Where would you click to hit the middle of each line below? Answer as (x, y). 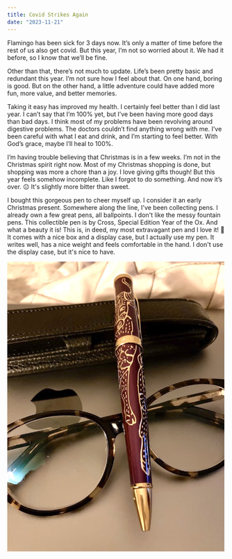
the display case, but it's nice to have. (61, 252)
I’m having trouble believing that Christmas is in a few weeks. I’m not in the (114, 157)
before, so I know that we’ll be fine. (57, 57)
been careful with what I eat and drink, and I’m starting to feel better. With (113, 136)
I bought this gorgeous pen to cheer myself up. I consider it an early (105, 200)
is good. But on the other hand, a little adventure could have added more (111, 86)
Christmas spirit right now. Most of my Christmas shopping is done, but (109, 164)
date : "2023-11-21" (35, 22)
